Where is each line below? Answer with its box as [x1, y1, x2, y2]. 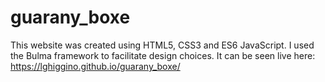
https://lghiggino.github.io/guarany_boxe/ [10, 60, 181, 72]
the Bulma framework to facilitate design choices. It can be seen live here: [10, 49, 316, 61]
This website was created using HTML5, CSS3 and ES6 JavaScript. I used [10, 39, 315, 51]
